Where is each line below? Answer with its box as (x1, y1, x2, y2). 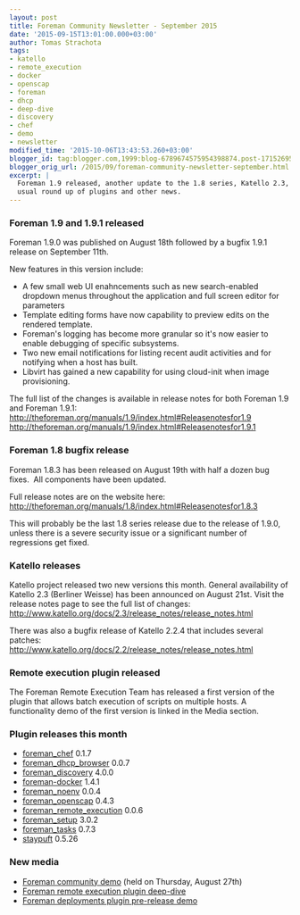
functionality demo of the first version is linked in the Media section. (9, 706, 259, 717)
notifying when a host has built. (21, 357, 138, 368)
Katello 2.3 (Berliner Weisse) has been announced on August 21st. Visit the (9, 588, 285, 599)
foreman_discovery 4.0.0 (21, 767, 114, 778)
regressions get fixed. (9, 537, 90, 547)
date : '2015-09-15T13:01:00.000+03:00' (9, 29, 158, 38)
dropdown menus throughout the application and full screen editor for (21, 291, 279, 302)
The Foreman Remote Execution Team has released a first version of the (9, 686, 275, 697)
